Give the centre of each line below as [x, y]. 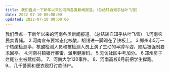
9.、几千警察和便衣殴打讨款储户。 [40, 65]
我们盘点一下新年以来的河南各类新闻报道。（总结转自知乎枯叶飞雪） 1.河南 [82, 34]
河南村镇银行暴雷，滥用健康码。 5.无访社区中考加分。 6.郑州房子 [95, 53]
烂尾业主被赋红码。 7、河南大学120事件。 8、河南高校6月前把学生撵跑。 [81, 59]
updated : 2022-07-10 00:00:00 [37, 19]
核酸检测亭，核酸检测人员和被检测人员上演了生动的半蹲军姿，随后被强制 [85, 47]
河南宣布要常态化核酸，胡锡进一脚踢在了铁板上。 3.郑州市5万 [96, 40]
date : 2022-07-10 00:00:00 [34, 15]
